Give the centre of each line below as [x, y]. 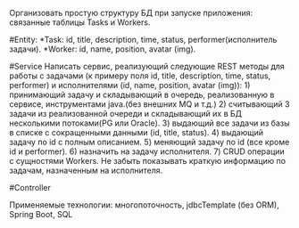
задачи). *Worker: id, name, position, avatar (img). [103, 49]
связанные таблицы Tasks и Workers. [80, 22]
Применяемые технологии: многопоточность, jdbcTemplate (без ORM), [144, 205]
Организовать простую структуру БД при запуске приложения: [131, 13]
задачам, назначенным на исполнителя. [86, 170]
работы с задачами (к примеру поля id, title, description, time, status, [140, 76]
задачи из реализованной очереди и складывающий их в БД [126, 114]
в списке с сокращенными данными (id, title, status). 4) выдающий [137, 132]
